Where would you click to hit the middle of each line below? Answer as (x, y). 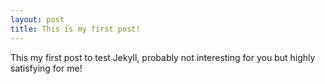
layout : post (37, 19)
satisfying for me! (46, 68)
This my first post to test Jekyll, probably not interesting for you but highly (163, 57)
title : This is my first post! (75, 29)
